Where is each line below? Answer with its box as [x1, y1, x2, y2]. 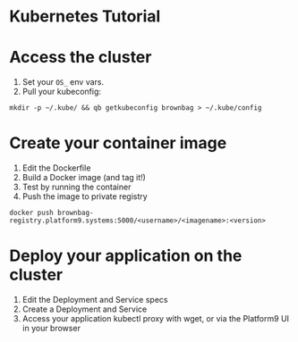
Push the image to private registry [21, 191, 148, 202]
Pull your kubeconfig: [21, 87, 101, 97]
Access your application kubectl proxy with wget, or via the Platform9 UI [21, 313, 289, 323]
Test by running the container [21, 181, 132, 193]
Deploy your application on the [9, 246, 243, 266]
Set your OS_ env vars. [21, 77, 105, 88]
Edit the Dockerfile [21, 163, 91, 173]
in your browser [21, 323, 81, 333]
